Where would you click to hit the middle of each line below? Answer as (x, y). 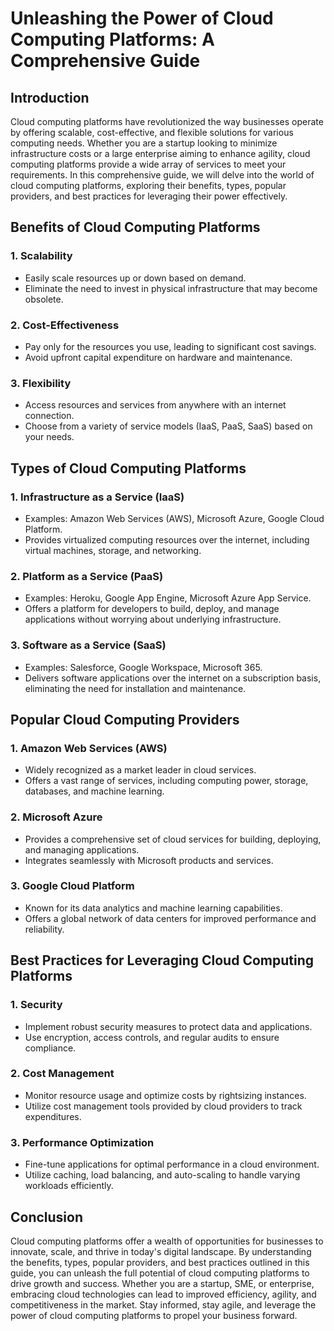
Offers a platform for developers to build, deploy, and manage (152, 609)
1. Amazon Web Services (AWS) (89, 748)
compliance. (50, 1048)
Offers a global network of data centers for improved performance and (170, 918)
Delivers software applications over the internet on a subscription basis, (173, 678)
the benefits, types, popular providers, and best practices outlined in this (160, 1262)
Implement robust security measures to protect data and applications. (168, 1026)
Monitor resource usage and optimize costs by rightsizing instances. (165, 1095)
